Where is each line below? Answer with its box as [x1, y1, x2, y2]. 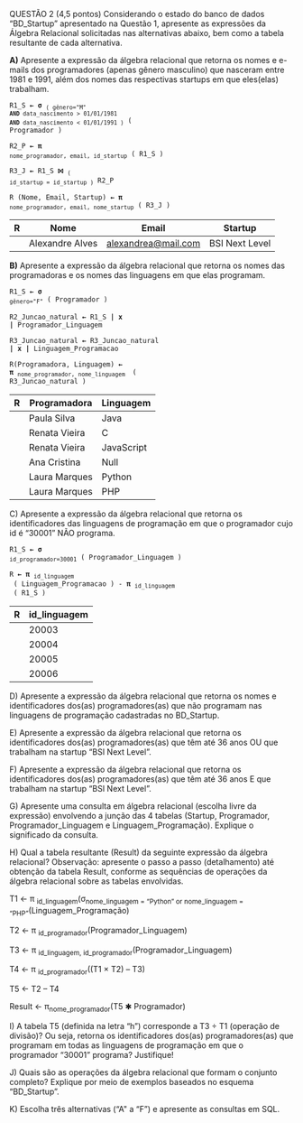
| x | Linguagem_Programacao [9, 344, 119, 353]
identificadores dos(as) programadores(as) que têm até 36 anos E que [9, 774, 271, 784]
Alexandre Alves [28, 237, 98, 250]
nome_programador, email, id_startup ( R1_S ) [9, 149, 164, 160]
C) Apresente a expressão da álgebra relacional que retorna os [9, 508, 243, 519]
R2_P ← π [9, 141, 42, 151]
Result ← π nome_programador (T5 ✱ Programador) [9, 1001, 187, 1014]
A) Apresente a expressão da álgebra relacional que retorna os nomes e [9, 55, 278, 65]
